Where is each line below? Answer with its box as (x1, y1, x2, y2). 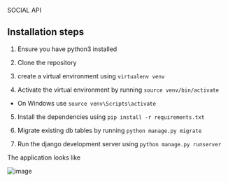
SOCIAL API (7, 6, 42, 14)
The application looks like (7, 153, 81, 162)
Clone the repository (17, 58, 77, 66)
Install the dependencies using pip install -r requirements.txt (17, 112, 205, 121)
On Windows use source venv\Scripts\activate (17, 99, 156, 107)
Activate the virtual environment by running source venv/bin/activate (17, 85, 219, 94)
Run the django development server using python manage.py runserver (17, 139, 222, 148)
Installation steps (7, 26, 85, 38)
